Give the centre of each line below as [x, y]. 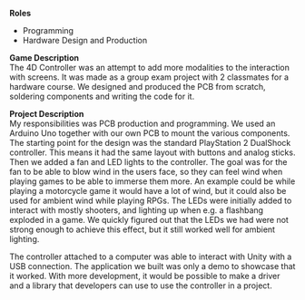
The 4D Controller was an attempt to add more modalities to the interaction [150, 68]
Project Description [47, 114]
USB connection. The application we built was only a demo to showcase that [152, 266]
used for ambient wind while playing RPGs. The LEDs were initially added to [151, 200]
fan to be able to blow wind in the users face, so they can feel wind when [146, 172]
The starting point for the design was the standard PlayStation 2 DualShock [150, 143]
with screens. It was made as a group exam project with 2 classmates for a [149, 77]
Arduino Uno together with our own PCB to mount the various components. [150, 133]
